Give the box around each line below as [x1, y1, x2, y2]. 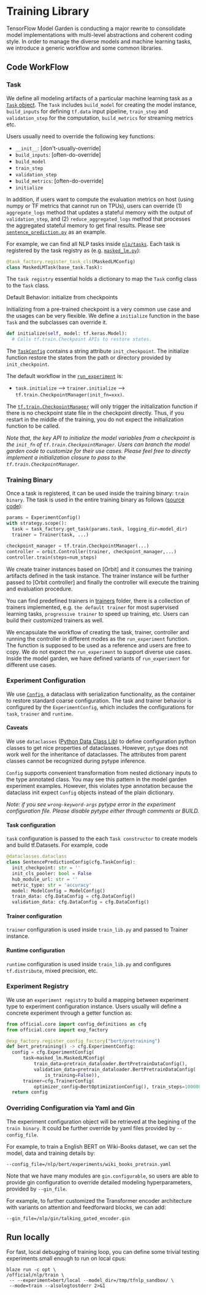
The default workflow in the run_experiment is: [6, 372, 123, 380]
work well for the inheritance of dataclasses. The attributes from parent [6, 751, 187, 758]
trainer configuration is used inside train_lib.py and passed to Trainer [6, 926, 188, 934]
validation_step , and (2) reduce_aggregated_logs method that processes [6, 215, 191, 222]
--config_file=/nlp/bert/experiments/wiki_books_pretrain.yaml [6, 1161, 172, 1167]
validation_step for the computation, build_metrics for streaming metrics [6, 114, 194, 121]
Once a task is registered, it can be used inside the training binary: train [6, 490, 189, 497]
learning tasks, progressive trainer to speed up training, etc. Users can [6, 610, 189, 617]
